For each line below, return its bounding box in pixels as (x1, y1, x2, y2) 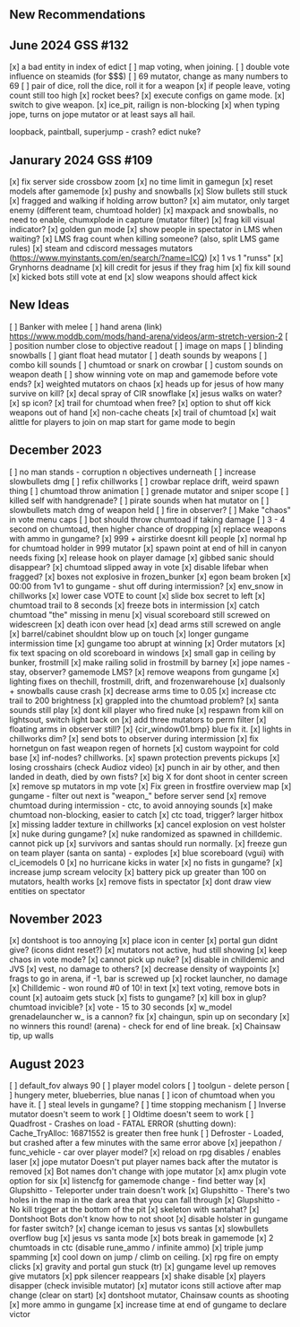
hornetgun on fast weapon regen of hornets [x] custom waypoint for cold (9, 742, 279, 753)
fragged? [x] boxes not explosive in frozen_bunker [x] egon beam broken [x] (9, 571, 291, 582)
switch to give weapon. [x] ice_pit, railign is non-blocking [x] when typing (9, 100, 280, 110)
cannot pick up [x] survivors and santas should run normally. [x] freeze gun (9, 837, 287, 848)
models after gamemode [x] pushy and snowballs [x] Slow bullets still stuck (9, 186, 288, 196)
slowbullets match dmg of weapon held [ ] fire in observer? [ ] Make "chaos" (9, 504, 291, 515)
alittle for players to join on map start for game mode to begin (9, 416, 236, 427)
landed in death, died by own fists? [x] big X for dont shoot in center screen (9, 771, 288, 782)
